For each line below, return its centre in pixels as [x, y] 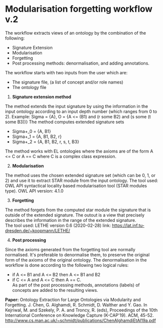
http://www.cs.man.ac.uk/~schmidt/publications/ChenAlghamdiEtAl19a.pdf [81, 320]
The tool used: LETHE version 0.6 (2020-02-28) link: [58, 225]
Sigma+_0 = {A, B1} [31, 131]
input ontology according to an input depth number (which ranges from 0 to [81, 111]
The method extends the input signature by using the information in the [77, 106]
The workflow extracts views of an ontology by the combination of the [76, 33]
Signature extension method [42, 97]
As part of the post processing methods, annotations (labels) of [76, 285]
